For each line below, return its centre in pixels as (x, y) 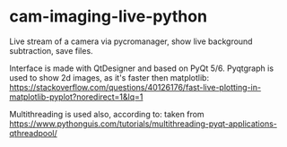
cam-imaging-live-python (109, 17)
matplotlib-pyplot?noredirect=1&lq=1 (76, 97)
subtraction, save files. (51, 50)
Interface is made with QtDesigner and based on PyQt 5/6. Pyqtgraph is (142, 68)
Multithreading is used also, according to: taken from (107, 114)
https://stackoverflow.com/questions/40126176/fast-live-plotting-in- (135, 87)
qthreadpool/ (33, 133)
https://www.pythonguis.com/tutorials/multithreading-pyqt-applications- (143, 124)
